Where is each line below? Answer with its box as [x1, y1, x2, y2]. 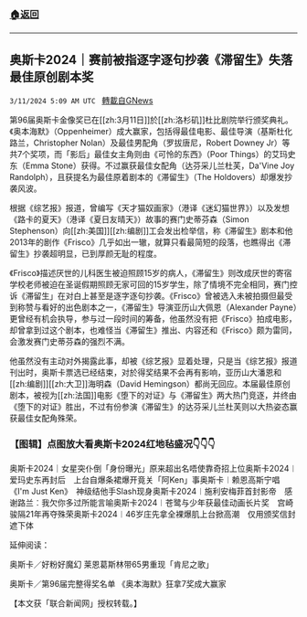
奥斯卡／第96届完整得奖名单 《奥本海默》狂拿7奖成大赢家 [9, 579, 227, 590]
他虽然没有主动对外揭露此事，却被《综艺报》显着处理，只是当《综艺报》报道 [9, 356, 298, 367]
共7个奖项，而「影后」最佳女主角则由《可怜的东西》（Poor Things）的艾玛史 [9, 149, 296, 160]
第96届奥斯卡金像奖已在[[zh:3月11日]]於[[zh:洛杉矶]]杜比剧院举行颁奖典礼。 [9, 114, 294, 125]
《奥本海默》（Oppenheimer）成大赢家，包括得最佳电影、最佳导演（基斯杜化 [9, 126, 293, 137]
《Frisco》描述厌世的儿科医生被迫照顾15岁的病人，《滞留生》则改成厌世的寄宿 [9, 268, 292, 279]
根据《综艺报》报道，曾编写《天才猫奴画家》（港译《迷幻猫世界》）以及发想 [9, 203, 290, 214]
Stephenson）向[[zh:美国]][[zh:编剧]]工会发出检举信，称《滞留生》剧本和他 [9, 226, 293, 237]
